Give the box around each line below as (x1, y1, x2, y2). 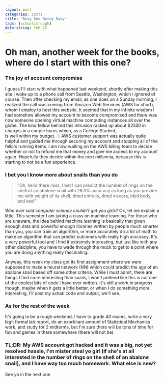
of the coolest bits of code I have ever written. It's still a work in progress (5, 280, 153, 286)
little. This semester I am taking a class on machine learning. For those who (5, 212, 158, 219)
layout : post (5, 7, 32, 12)
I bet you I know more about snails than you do (5, 171, 118, 178)
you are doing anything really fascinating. (5, 249, 89, 255)
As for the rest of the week (5, 302, 70, 309)
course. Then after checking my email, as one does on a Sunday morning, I (5, 96, 157, 102)
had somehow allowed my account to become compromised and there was (5, 112, 157, 118)
